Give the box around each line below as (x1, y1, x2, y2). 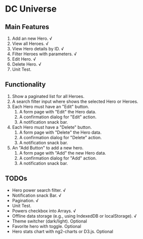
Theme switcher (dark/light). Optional (12, 218, 87, 224)
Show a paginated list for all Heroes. (12, 93, 85, 99)
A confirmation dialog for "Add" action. (19, 155, 97, 161)
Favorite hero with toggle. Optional (12, 223, 81, 229)
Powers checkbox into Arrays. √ (12, 207, 76, 214)
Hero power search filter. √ (12, 187, 66, 193)
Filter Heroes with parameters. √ (12, 51, 77, 57)
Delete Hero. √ (12, 62, 41, 67)
